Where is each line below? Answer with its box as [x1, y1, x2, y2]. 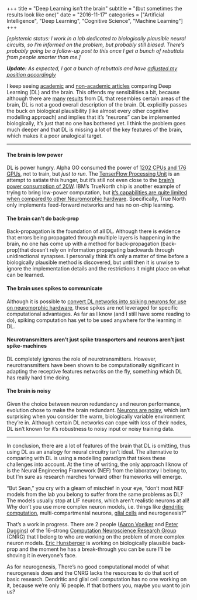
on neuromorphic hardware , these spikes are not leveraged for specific [6, 304, 178, 311]
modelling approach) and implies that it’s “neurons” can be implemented [6, 114, 181, 121]
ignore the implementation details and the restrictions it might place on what [6, 265, 190, 272]
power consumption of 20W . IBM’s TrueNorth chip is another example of [6, 183, 181, 190]
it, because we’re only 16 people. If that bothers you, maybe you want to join [6, 582, 191, 589]
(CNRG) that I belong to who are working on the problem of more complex [6, 533, 185, 540]
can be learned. [6, 272, 44, 279]
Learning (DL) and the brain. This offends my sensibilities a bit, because [6, 89, 180, 95]
